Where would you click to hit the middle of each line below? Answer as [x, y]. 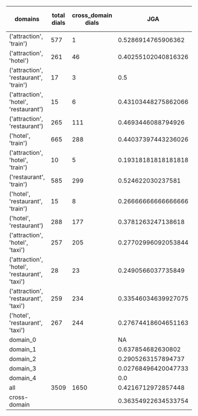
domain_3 [23, 369]
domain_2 [23, 359]
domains [27, 19]
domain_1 [23, 349]
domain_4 [23, 378]
